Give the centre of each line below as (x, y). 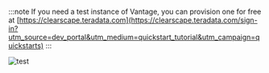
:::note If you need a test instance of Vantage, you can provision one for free (135, 12)
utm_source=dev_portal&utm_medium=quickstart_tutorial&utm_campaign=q (134, 37)
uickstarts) (26, 46)
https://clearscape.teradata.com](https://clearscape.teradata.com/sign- (138, 20)
